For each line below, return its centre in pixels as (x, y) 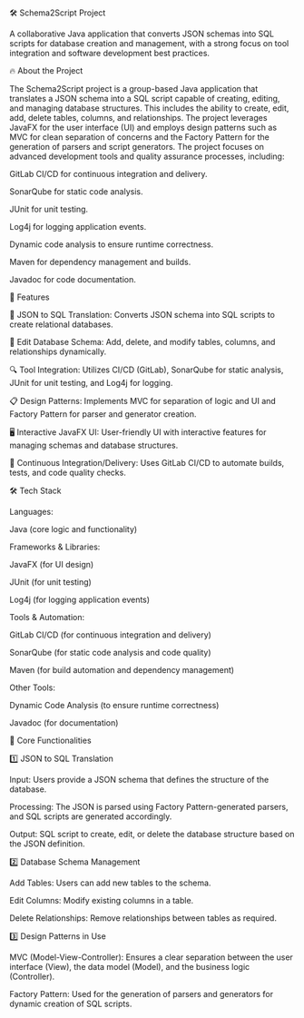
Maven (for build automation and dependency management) (122, 670)
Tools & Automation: (47, 617)
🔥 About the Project (46, 70)
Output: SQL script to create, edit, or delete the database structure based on (152, 834)
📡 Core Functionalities (51, 740)
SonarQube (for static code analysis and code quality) (110, 652)
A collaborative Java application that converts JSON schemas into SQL (142, 34)
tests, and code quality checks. (68, 472)
